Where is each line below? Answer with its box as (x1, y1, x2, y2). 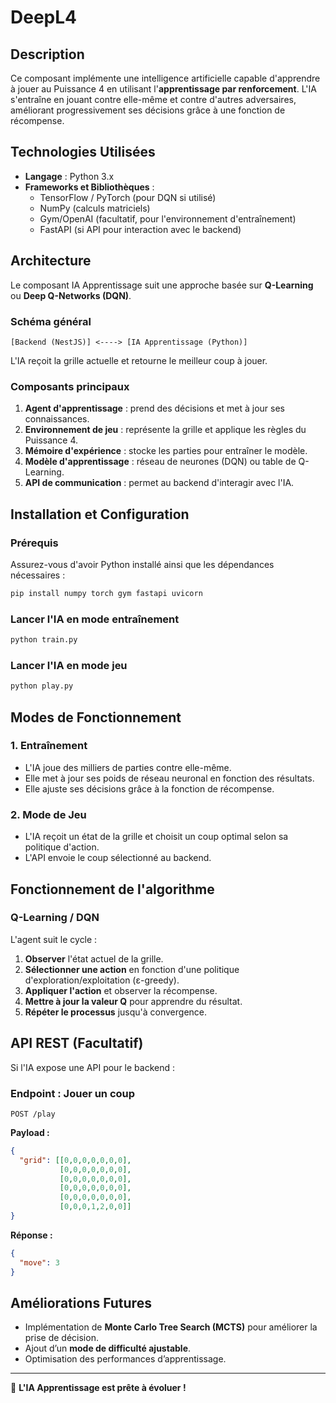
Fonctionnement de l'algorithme (10, 881, 215, 898)
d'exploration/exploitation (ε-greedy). (24, 974, 180, 986)
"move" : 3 (19, 1257, 60, 1268)
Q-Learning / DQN (10, 911, 100, 925)
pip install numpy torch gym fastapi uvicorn (10, 588, 203, 598)
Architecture (10, 252, 92, 270)
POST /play (10, 1109, 56, 1119)
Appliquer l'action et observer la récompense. (24, 984, 218, 996)
